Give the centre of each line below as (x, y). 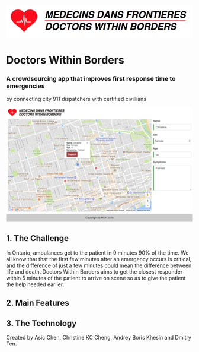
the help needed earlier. (35, 284)
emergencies (25, 86)
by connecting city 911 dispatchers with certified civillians (76, 99)
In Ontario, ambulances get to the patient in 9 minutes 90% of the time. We (97, 253)
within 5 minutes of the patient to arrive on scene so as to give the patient (96, 278)
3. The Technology (41, 323)
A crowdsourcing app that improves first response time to (91, 78)
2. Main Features (38, 303)
